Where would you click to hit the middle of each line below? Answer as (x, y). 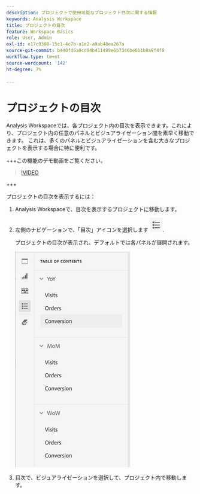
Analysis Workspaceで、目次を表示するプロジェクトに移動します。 (97, 209)
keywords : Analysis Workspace (44, 19)
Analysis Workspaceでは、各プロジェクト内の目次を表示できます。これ (94, 126)
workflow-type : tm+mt (33, 57)
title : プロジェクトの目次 (36, 25)
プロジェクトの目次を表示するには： (51, 197)
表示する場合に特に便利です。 (63, 148)
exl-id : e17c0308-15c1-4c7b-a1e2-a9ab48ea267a (65, 44)
